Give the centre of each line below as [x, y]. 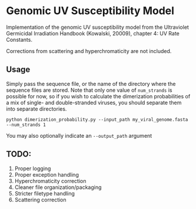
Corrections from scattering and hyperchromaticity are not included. [89, 51]
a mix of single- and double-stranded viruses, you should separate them [94, 102]
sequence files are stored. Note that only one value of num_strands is [89, 90]
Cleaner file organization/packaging [58, 187]
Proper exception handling [47, 174]
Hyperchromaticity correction [50, 181]
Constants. [19, 39]
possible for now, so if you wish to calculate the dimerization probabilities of [98, 96]
